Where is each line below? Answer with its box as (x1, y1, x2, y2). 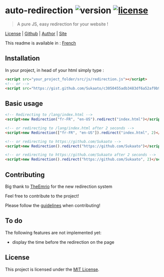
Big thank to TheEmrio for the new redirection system (5, 184, 113, 189)
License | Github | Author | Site (5, 30, 67, 36)
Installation (5, 54, 40, 63)
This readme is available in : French (5, 40, 77, 46)
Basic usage (5, 99, 43, 108)
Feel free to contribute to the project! (5, 193, 79, 199)
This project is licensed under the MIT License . (5, 266, 100, 272)
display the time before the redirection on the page (12, 239, 115, 245)
